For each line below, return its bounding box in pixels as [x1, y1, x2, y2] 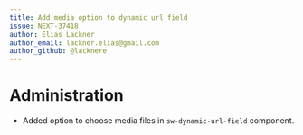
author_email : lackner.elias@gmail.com [9, 38, 160, 48]
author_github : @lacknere [9, 47, 107, 56]
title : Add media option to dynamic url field [9, 13, 188, 22]
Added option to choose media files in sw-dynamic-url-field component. [22, 115, 295, 126]
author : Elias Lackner [9, 30, 95, 39]
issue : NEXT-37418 [9, 22, 79, 31]
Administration [9, 85, 124, 106]
